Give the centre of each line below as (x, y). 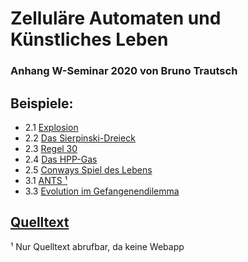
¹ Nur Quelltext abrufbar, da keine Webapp (97, 246)
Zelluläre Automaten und (116, 18)
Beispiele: (42, 103)
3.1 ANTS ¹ (46, 180)
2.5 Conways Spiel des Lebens (88, 169)
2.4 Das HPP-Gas (61, 159)
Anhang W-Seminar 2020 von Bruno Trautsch (124, 71)
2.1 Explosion (51, 127)
